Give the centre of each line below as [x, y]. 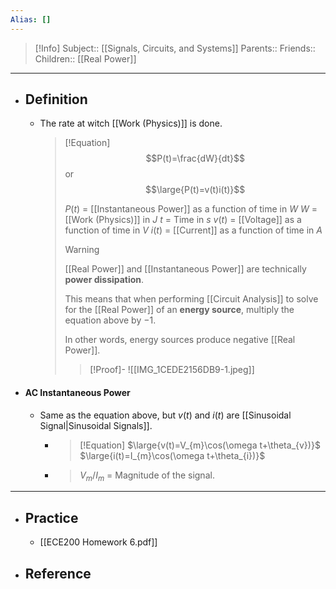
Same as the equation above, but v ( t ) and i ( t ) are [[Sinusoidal [165, 415]
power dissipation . [104, 280]
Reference [58, 573]
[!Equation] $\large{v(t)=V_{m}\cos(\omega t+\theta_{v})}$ [200, 445]
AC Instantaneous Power [77, 393]
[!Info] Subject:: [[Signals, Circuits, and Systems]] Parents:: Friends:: [175, 48]
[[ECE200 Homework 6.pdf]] [98, 542]
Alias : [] [31, 19]
